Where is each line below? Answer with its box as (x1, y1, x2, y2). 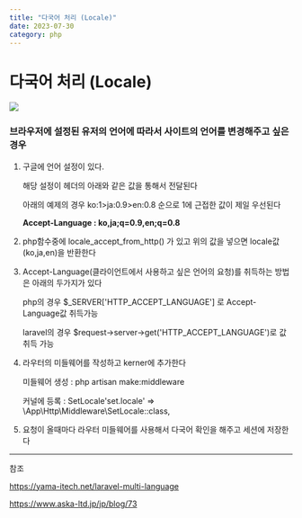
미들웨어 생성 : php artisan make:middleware (22, 376, 185, 387)
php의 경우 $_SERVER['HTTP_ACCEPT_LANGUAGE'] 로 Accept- (22, 296, 257, 307)
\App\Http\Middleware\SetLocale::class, (22, 406, 171, 416)
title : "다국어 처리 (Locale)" (9, 13, 117, 22)
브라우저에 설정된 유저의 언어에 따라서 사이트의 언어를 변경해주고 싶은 (9, 125, 289, 138)
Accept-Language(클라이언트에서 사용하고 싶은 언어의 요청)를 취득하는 (22, 266, 273, 277)
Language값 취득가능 (22, 308, 99, 318)
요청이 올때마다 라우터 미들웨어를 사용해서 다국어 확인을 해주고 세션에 (22, 424, 265, 434)
